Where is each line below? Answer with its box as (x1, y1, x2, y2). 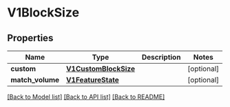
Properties (7, 32, 54, 44)
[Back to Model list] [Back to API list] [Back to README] (7, 93, 165, 101)
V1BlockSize (7, 5, 80, 21)
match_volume (10, 75, 60, 84)
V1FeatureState (65, 75, 119, 84)
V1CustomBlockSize (65, 64, 136, 73)
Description (141, 53, 181, 62)
